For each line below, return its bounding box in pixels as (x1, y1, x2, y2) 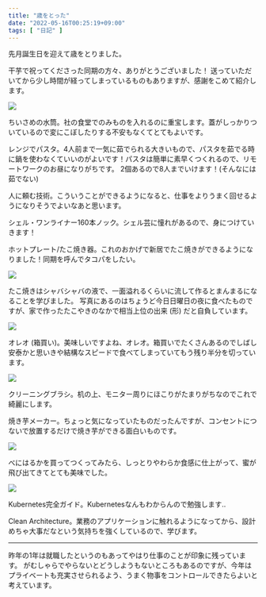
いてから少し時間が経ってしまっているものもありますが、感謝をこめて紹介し (8, 76, 257, 86)
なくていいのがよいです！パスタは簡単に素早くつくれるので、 (42, 154, 243, 164)
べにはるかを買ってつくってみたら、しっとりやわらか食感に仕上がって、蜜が (8, 458, 256, 468)
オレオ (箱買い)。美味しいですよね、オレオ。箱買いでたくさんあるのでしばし (8, 338, 257, 348)
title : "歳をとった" (8, 11, 70, 20)
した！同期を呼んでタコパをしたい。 (21, 255, 140, 264)
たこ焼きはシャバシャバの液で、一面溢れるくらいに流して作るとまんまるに (8, 287, 251, 296)
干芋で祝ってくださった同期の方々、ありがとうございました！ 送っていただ (8, 66, 253, 75)
